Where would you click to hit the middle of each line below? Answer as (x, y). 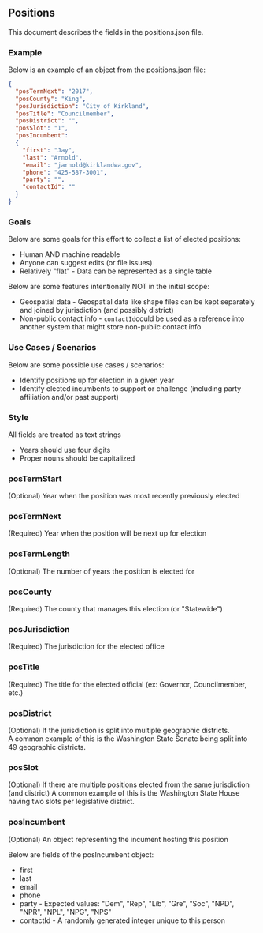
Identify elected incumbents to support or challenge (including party (130, 388)
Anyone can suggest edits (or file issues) (86, 263)
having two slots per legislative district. (72, 802)
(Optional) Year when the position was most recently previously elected (124, 496)
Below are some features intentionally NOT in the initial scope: (109, 287)
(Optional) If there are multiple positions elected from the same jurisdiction (129, 784)
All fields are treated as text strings (65, 435)
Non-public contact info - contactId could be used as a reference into (132, 318)
